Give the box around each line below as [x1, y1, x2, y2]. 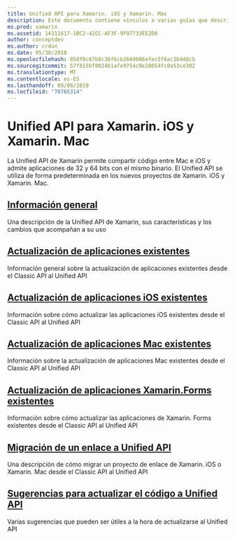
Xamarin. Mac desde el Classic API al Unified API [7, 467, 148, 476]
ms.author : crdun [7, 43, 58, 50]
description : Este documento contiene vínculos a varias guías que [7, 17, 208, 24]
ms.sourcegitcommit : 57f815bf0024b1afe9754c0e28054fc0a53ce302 [7, 62, 196, 69]
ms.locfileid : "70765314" [7, 88, 83, 95]
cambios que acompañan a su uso [7, 225, 106, 233]
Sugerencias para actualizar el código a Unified [7, 488, 218, 500]
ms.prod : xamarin [7, 23, 58, 30]
